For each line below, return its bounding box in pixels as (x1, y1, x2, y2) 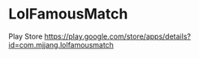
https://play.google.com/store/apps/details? (44, 31, 191, 41)
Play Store (8, 31, 43, 41)
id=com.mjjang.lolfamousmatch (8, 39, 114, 49)
